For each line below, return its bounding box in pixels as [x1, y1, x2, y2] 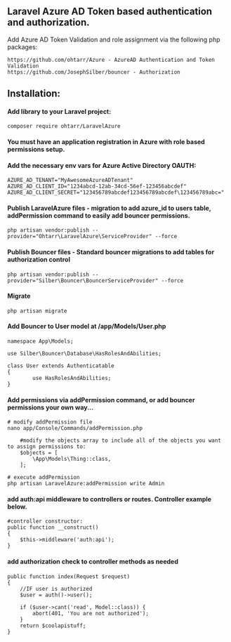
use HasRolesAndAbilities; [32, 375, 112, 382]
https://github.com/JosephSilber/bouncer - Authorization [7, 68, 180, 76]
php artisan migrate [7, 307, 68, 315]
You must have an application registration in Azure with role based [7, 138, 205, 146]
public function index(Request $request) [7, 572, 131, 580]
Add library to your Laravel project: [7, 107, 112, 115]
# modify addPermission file [7, 419, 93, 426]
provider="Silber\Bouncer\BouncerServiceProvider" [7, 277, 159, 284]
